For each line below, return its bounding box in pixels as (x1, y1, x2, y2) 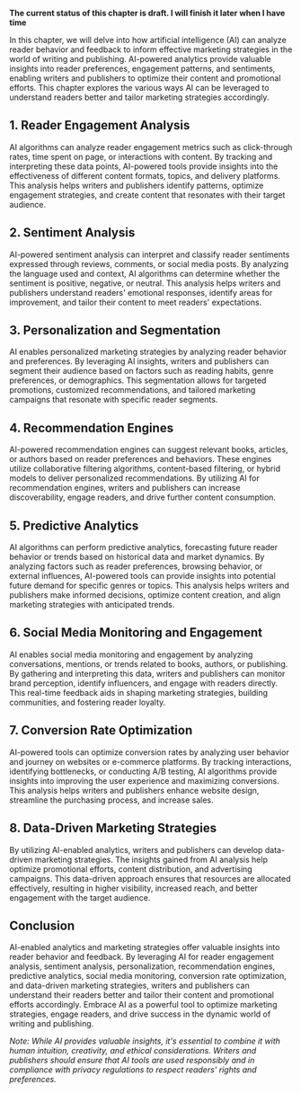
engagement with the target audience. (9, 892, 151, 902)
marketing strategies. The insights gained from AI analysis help (34, 854, 268, 865)
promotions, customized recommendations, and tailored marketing (9, 385, 256, 395)
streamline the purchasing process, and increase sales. (9, 795, 214, 805)
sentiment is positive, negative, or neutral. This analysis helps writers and (9, 278, 281, 289)
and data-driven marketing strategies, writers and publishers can (9, 980, 250, 991)
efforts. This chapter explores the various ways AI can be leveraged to (9, 83, 270, 93)
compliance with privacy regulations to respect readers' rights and (9, 1064, 258, 1075)
